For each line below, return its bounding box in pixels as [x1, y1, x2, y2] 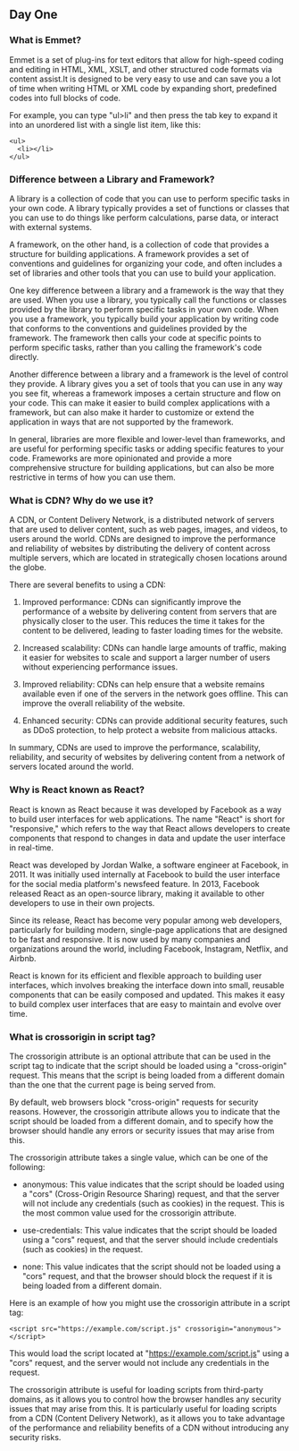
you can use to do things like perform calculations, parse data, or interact [9, 212, 279, 223]
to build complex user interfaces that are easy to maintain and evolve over [9, 998, 282, 1010]
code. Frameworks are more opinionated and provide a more [9, 452, 232, 464]
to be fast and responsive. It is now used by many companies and [9, 934, 251, 944]
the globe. [9, 562, 47, 573]
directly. [9, 351, 39, 362]
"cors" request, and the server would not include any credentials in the [9, 1357, 270, 1368]
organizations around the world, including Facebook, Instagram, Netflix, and [9, 943, 288, 954]
